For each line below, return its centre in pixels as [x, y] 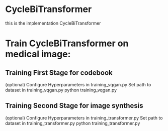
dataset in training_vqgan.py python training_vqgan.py [61, 90]
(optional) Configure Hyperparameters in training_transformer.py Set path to [84, 118]
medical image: [38, 54]
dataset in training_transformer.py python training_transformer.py [73, 123]
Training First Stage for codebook [59, 73]
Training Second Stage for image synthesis [74, 106]
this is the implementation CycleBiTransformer [53, 23]
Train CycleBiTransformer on [67, 43]
